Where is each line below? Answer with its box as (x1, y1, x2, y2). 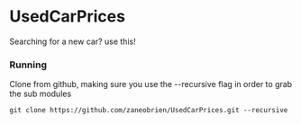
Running (9, 58, 48, 71)
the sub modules (9, 88, 72, 100)
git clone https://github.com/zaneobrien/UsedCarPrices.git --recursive (9, 106, 288, 115)
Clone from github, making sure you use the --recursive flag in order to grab (9, 79, 293, 90)
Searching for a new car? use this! (9, 36, 137, 47)
